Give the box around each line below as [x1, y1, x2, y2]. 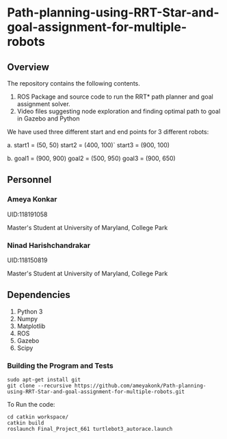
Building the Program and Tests [7, 361, 114, 371]
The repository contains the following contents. [7, 79, 140, 87]
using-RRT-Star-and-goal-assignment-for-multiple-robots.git [7, 388, 185, 395]
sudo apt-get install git [7, 377, 81, 384]
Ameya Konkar [7, 195, 57, 204]
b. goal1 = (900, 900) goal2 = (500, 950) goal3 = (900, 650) [7, 154, 176, 162]
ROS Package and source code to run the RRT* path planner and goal [16, 92, 213, 101]
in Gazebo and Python [16, 114, 80, 123]
